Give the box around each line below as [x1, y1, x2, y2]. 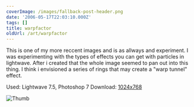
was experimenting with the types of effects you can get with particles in [6, 53, 185, 60]
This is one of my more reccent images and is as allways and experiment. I [6, 47, 189, 54]
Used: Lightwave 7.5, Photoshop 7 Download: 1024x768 [6, 83, 142, 90]
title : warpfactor [6, 25, 52, 31]
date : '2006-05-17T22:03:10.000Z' [6, 14, 92, 20]
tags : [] [6, 20, 28, 25]
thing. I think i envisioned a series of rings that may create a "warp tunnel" [6, 66, 187, 73]
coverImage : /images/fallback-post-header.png [6, 8, 123, 15]
